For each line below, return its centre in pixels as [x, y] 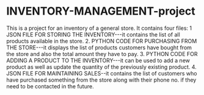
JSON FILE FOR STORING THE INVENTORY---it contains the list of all [93, 34]
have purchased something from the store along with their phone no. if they [101, 80]
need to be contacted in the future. [50, 86]
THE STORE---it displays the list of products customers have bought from [99, 47]
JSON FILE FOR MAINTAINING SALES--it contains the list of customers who [102, 73]
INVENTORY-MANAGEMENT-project [101, 11]
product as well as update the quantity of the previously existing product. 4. [101, 67]
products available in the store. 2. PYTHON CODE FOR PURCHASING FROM [102, 41]
